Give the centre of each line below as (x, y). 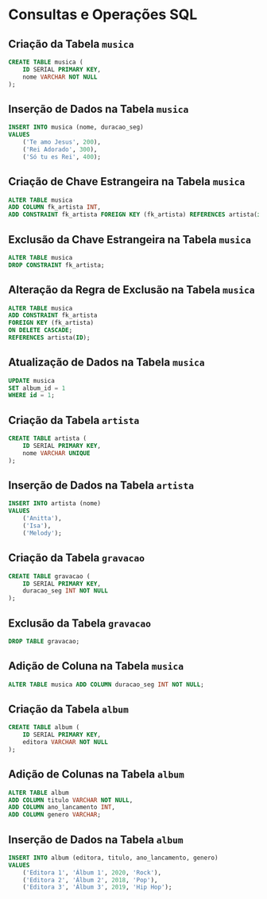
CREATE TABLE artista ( (48, 438)
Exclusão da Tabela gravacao (80, 623)
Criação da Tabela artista (74, 420)
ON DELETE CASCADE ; (41, 330)
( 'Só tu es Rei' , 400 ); (62, 156)
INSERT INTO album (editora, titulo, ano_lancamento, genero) (113, 858)
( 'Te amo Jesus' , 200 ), (62, 142)
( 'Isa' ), (37, 526)
